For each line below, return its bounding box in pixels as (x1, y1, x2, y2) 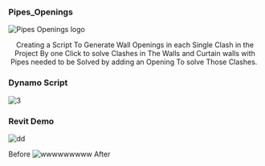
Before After (8, 149, 111, 159)
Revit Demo (8, 115, 55, 127)
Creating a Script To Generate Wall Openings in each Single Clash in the (15, 40, 255, 50)
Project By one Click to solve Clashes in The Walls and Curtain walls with (14, 49, 255, 59)
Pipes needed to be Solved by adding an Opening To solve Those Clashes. (10, 57, 258, 67)
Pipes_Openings (8, 6, 74, 18)
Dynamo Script (8, 77, 68, 88)
